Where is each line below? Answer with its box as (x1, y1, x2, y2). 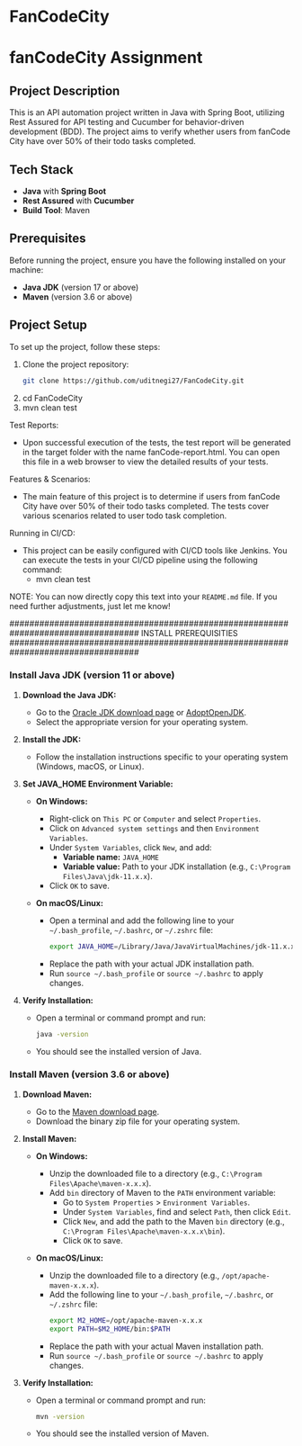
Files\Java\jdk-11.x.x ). (62, 870, 153, 881)
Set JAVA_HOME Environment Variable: (22, 778, 173, 789)
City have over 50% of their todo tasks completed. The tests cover (22, 500, 270, 511)
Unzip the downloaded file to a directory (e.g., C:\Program (49, 1168, 262, 1179)
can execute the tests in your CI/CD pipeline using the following (22, 554, 258, 565)
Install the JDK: (22, 733, 82, 744)
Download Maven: (22, 1089, 93, 1100)
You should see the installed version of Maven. (35, 1428, 209, 1439)
